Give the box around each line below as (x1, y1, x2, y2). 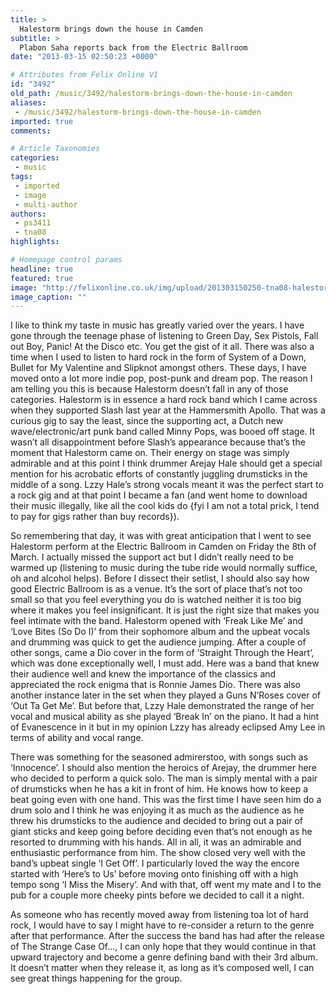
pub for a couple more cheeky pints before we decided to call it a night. (10, 889, 305, 901)
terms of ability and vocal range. (10, 732, 144, 744)
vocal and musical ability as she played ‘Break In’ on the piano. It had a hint (10, 711, 320, 723)
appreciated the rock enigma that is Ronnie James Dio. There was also (10, 679, 302, 691)
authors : (10, 209, 47, 219)
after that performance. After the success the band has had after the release (10, 930, 325, 942)
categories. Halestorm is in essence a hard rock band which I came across (10, 394, 318, 406)
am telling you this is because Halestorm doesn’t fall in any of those (10, 383, 289, 395)
